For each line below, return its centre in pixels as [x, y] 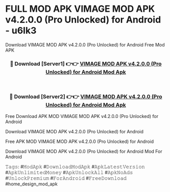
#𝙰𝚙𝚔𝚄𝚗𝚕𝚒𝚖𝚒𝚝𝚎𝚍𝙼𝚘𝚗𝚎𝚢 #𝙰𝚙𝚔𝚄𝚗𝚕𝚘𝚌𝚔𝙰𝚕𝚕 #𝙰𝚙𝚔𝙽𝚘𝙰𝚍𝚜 [69, 172]
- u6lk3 [21, 31]
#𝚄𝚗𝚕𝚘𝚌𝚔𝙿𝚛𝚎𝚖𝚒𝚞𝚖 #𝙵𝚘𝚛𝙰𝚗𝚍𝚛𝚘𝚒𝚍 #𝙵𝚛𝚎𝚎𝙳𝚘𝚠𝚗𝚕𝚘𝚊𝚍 [66, 178]
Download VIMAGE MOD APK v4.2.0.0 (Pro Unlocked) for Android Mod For [84, 151]
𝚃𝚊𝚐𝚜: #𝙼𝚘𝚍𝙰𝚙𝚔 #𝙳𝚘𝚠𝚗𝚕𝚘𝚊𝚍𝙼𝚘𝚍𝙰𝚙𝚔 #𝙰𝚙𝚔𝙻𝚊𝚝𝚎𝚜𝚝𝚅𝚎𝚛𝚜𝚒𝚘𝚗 [75, 166]
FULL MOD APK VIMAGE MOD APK [80, 9]
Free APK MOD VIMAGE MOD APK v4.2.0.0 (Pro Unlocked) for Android [80, 141]
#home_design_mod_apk [31, 184]
